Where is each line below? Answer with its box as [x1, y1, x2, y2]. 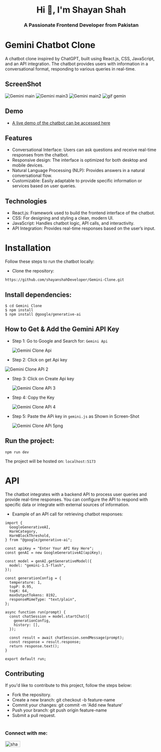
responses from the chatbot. [12, 152, 69, 158]
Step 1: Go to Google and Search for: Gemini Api [12, 338, 108, 344]
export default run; [5, 656, 47, 661]
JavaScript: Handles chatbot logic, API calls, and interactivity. [12, 221, 134, 226]
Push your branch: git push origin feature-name [12, 707, 107, 713]
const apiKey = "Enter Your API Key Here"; [5, 546, 94, 551]
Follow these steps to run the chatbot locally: [5, 258, 95, 264]
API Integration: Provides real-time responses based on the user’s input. [12, 225, 156, 231]
